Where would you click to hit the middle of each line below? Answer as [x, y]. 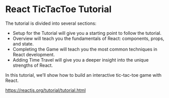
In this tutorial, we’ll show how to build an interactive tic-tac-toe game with [83, 75]
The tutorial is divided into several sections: [51, 23]
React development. [34, 55]
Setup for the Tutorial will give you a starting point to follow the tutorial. [87, 33]
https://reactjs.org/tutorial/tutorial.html [46, 90]
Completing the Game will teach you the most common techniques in [85, 49]
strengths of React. [33, 65]
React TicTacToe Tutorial [59, 9]
